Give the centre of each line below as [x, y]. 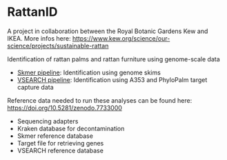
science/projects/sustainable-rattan [58, 46]
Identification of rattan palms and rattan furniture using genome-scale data [114, 59]
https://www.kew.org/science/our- [121, 38]
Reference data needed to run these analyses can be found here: [100, 100]
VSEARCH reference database [60, 150]
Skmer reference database [55, 136]
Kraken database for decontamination [71, 128]
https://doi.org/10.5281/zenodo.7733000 [65, 108]
